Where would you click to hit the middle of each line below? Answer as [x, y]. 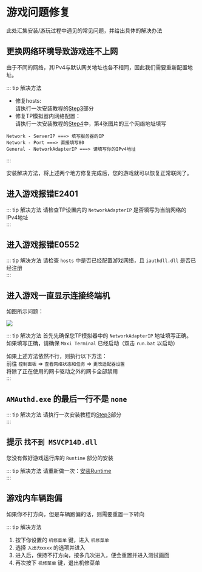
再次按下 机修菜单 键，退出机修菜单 [58, 562]
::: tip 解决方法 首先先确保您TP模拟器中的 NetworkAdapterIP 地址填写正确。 [99, 336]
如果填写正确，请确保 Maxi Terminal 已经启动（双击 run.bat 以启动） [92, 343]
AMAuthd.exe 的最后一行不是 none [67, 399]
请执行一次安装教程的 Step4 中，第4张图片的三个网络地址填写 [91, 123]
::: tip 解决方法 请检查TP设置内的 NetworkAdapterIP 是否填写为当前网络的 [96, 210]
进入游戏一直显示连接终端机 [58, 295]
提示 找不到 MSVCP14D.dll [52, 442]
